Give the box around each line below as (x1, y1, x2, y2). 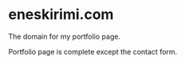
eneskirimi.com (8, 6, 114, 24)
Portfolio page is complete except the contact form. (8, 47, 178, 56)
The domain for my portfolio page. (8, 32, 121, 41)
